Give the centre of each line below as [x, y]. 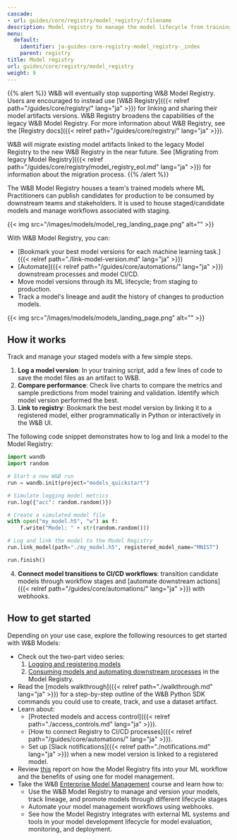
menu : [15, 34]
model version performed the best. [68, 400]
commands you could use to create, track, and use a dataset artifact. [118, 701]
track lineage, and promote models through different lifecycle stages [128, 799]
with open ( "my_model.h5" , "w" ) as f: [63, 522]
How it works [37, 340]
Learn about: [36, 709]
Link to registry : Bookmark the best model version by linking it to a [115, 408]
